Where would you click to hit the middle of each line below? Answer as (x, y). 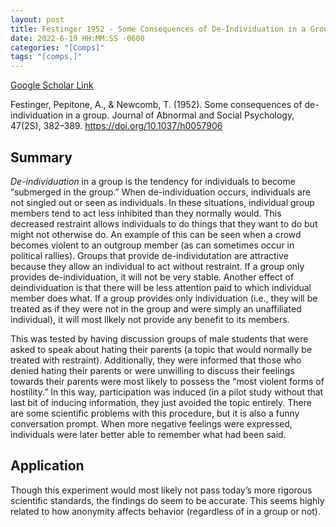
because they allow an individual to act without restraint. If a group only (157, 266)
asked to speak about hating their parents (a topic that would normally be (161, 349)
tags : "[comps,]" (46, 57)
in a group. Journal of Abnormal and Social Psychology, (180, 115)
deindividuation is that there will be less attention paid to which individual (161, 287)
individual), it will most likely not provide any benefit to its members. (150, 319)
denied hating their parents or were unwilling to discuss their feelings (152, 370)
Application (47, 466)
